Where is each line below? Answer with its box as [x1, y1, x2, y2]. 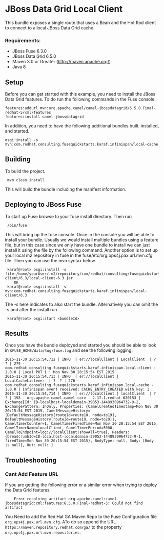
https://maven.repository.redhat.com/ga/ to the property [5, 524, 122, 530]
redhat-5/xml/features [5, 110, 51, 115]
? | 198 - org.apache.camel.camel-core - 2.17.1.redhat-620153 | [5, 395, 141, 400]
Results [5, 329, 29, 338]
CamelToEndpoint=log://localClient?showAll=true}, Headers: [5, 430, 130, 435]
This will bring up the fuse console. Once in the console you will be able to [5, 231, 155, 237]
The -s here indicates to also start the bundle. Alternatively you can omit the [5, 301, 158, 307]
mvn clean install [7, 177, 45, 182]
